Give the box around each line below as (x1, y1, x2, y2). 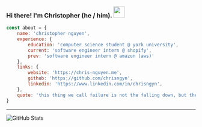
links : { (17, 64, 39, 70)
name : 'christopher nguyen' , (17, 31, 90, 37)
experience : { (17, 36, 52, 42)
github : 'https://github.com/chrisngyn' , (28, 75, 133, 81)
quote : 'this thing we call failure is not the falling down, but (17, 92, 187, 98)
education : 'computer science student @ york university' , (28, 42, 179, 48)
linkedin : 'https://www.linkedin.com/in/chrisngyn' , (28, 81, 163, 87)
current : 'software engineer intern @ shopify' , (28, 47, 152, 54)
